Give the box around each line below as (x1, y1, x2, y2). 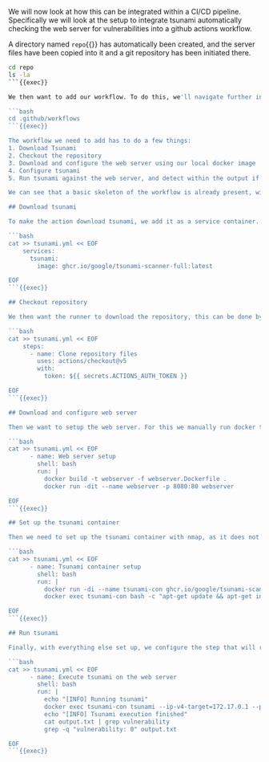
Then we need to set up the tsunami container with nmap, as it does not (8, 533, 260, 541)
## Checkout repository (8, 299, 88, 307)
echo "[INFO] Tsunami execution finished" (43, 710, 188, 718)
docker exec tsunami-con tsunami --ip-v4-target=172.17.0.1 (43, 703, 249, 711)
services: (22, 247, 56, 255)
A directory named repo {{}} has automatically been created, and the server (8, 39, 255, 49)
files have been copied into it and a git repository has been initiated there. (8, 48, 251, 57)
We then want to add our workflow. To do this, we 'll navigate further (8, 92, 252, 101)
